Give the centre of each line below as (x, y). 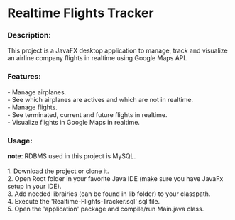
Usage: (20, 141)
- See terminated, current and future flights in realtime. (87, 114)
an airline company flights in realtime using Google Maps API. (97, 58)
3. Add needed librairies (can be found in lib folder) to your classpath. (109, 194)
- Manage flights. (33, 107)
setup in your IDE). (34, 187)
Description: (29, 35)
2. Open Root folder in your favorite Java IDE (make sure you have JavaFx (115, 179)
